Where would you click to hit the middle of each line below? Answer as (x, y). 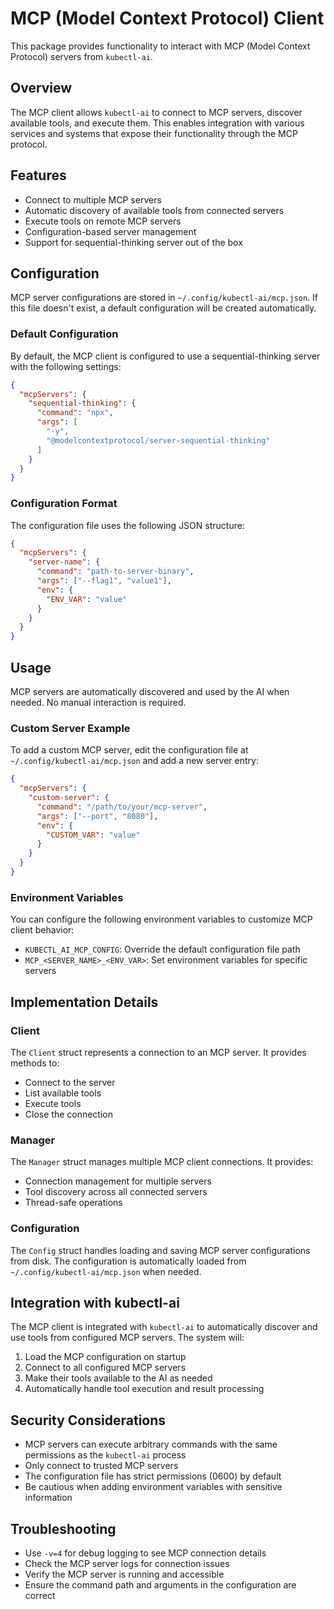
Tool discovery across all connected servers (116, 1192)
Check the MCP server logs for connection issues (127, 1563)
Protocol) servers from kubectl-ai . (81, 56)
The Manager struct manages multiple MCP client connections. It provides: (162, 1162)
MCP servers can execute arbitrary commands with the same (151, 1444)
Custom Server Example (70, 728)
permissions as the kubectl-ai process (105, 1455)
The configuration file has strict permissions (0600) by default (153, 1476)
